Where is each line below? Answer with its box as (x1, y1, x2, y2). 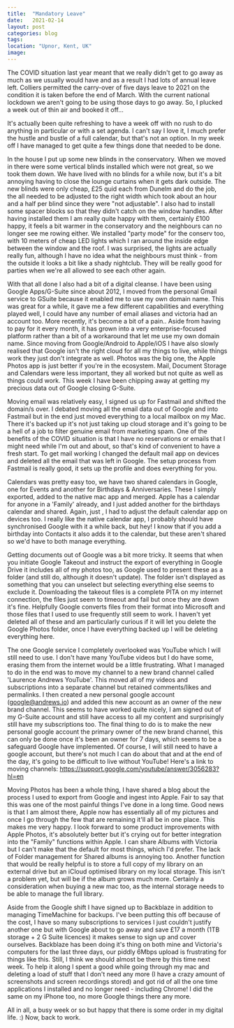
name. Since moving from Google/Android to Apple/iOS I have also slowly (7, 339, 219, 347)
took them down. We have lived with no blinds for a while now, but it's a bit (7, 169, 222, 178)
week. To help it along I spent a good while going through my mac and (7, 962, 210, 971)
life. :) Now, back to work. (7, 1013, 81, 1021)
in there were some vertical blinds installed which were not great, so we (7, 162, 214, 171)
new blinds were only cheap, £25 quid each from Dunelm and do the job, (7, 184, 217, 193)
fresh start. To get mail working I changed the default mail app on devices (7, 449, 220, 458)
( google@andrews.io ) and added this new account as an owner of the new (7, 697, 222, 706)
